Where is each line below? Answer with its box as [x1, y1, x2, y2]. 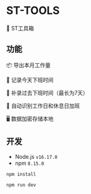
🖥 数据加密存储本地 [6, 115, 54, 122]
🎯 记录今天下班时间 [6, 76, 54, 83]
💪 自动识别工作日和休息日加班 [6, 102, 80, 109]
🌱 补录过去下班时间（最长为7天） [6, 89, 89, 96]
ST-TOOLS [6, 4, 60, 18]
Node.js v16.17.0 [14, 153, 58, 160]
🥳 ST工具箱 [6, 24, 34, 32]
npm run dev [6, 182, 36, 189]
